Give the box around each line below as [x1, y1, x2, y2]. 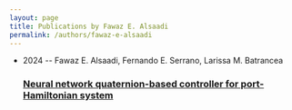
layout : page [9, 13, 59, 23]
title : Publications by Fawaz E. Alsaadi [9, 22, 169, 31]
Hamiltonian [22, 89, 78, 102]
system [79, 89, 114, 102]
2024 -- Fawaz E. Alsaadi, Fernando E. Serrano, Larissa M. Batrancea [22, 55, 284, 66]
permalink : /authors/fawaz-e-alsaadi [9, 30, 153, 39]
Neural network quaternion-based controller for [22, 78, 239, 91]
